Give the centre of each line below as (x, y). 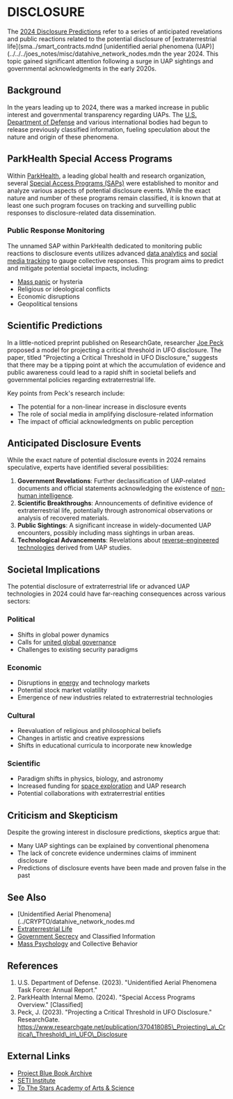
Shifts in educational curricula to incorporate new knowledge (105, 745)
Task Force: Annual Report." (57, 990)
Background (34, 90)
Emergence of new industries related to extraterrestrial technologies (115, 697)
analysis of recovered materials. (63, 518)
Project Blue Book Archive (55, 1073)
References (33, 965)
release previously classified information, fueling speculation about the (109, 129)
